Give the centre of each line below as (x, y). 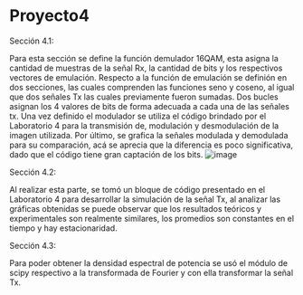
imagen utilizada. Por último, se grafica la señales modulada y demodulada (149, 135)
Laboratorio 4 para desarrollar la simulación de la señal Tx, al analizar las (145, 199)
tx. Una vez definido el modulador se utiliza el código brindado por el (138, 116)
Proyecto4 (50, 16)
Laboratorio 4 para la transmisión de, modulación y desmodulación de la (144, 125)
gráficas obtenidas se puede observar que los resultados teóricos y (136, 208)
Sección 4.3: (33, 245)
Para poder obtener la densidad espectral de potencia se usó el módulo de (148, 262)
